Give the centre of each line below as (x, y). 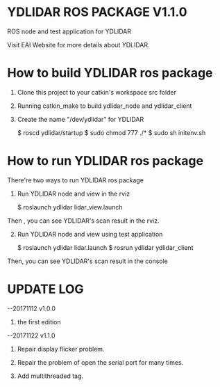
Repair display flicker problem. (61, 349)
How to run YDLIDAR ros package (105, 161)
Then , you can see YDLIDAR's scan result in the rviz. (83, 221)
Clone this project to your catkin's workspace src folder (97, 92)
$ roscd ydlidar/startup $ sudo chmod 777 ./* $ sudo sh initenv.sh (111, 132)
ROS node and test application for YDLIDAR (69, 31)
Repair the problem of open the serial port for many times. (100, 362)
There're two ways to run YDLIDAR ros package (76, 180)
